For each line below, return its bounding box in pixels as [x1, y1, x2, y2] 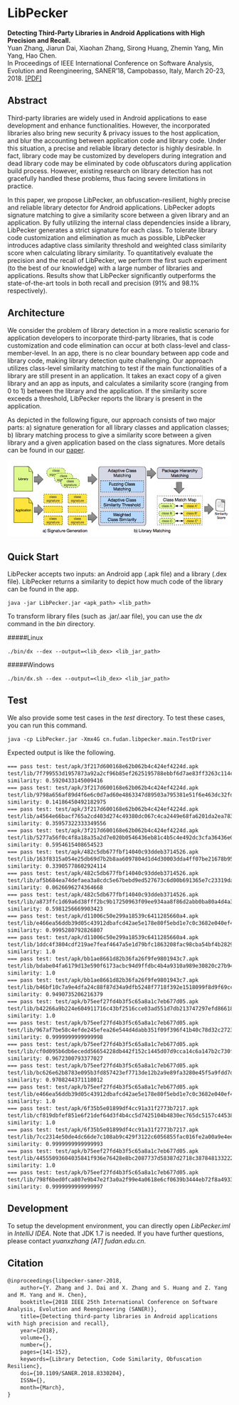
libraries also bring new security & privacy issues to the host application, [7, 128, 220, 137]
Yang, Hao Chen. [7, 51, 57, 60]
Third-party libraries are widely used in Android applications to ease [7, 113, 208, 122]
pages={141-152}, [20, 1348, 72, 1355]
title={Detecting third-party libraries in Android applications [20, 1312, 218, 1320]
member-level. [7, 348, 51, 357]
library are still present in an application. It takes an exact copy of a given [7, 371, 222, 380]
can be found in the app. [7, 585, 80, 593]
